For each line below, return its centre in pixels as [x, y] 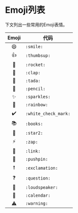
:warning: [37, 203]
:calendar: [38, 195]
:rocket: [35, 65]
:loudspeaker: [42, 187]
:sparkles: [38, 97]
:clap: [33, 73]
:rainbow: [37, 105]
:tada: [33, 81]
